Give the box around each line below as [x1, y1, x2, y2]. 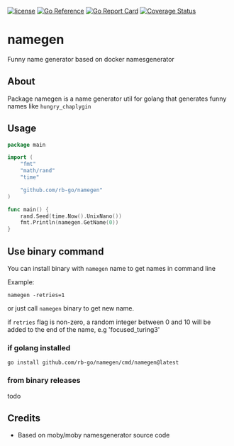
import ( [7, 154, 33, 161]
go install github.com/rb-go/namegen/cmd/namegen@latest [7, 359, 179, 367]
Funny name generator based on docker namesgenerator [7, 55, 175, 63]
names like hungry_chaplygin [7, 101, 91, 110]
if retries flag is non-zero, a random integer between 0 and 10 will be [7, 318, 211, 326]
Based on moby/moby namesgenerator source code [17, 431, 170, 440]
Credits [7, 412, 41, 424]
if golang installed [7, 342, 71, 352]
